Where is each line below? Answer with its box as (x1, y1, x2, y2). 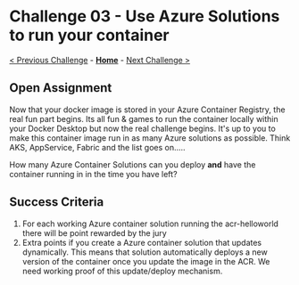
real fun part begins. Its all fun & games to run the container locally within (9, 113, 278, 124)
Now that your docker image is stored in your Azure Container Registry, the (9, 104, 286, 115)
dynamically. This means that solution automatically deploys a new (21, 247, 268, 257)
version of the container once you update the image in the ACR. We (21, 256, 270, 266)
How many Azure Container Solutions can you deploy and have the (9, 159, 256, 170)
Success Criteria (9, 194, 104, 210)
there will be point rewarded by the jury (21, 227, 167, 238)
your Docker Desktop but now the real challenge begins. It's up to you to (9, 123, 277, 134)
